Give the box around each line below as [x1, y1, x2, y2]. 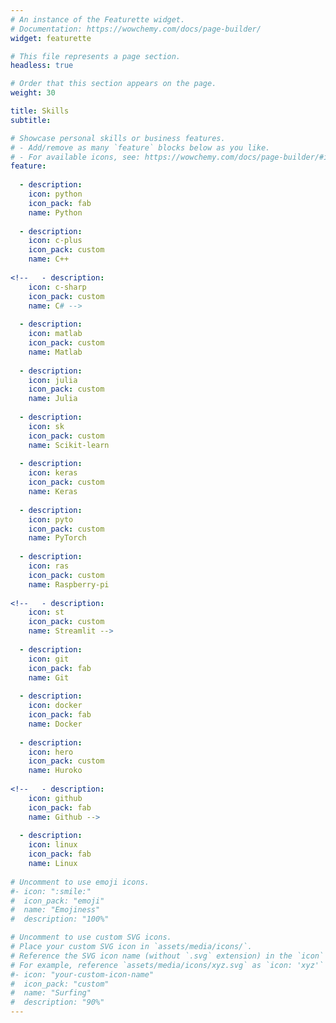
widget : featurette [10, 33, 92, 43]
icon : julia [28, 375, 78, 385]
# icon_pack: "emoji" [10, 896, 105, 906]
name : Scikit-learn [28, 440, 110, 450]
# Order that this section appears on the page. [10, 79, 217, 89]
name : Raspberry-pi [28, 579, 110, 590]
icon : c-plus [28, 236, 83, 246]
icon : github [28, 793, 83, 803]
